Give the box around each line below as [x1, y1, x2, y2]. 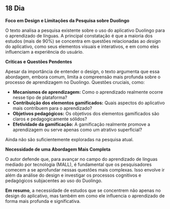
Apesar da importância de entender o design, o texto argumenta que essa [5, 68, 160, 74]
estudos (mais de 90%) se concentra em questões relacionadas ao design [5, 38, 161, 44]
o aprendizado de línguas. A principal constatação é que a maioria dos [5, 32, 153, 38]
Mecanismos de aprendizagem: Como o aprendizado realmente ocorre [12, 89, 163, 95]
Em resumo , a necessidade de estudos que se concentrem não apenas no [5, 187, 161, 193]
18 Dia [5, 4, 25, 13]
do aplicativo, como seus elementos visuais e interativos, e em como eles [5, 43, 159, 50]
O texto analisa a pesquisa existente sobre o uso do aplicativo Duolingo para [5, 27, 165, 33]
